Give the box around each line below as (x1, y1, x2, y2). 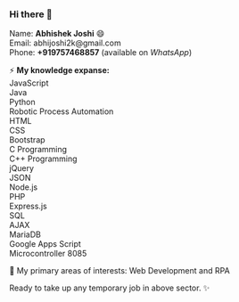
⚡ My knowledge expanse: (9, 65, 110, 76)
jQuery (9, 163, 34, 174)
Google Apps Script (9, 239, 82, 249)
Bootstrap (9, 135, 46, 145)
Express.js (9, 200, 47, 212)
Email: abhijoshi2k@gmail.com (9, 37, 122, 48)
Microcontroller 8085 (9, 249, 87, 259)
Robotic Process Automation (9, 106, 114, 117)
